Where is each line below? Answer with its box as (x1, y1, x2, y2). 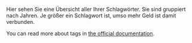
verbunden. (6, 19, 35, 25)
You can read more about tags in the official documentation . (6, 30, 155, 37)
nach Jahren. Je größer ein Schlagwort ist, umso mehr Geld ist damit (6, 12, 176, 19)
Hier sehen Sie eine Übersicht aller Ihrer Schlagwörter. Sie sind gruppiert (6, 6, 186, 13)
